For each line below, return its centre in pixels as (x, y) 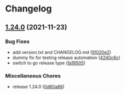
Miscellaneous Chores (33, 75)
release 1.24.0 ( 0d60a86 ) (38, 87)
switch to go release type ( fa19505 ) (49, 62)
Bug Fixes (17, 41)
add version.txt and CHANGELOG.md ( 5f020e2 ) (62, 52)
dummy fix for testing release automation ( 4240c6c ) (66, 57)
